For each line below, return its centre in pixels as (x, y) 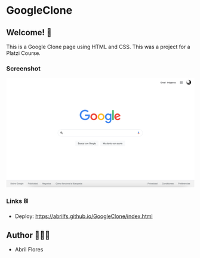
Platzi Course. (23, 53)
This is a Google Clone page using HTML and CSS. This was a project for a (98, 47)
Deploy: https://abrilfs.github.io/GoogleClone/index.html (84, 216)
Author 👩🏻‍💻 (28, 235)
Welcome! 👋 (29, 33)
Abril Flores (29, 250)
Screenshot (23, 68)
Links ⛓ (17, 201)
